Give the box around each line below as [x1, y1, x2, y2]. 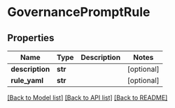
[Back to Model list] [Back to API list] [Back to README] [7, 93, 168, 102]
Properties [7, 32, 55, 44]
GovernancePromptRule [7, 4, 150, 20]
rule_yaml [10, 76, 44, 85]
